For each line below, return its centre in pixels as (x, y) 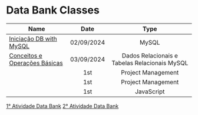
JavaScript (150, 92)
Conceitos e (26, 55)
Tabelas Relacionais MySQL (150, 63)
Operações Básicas (36, 63)
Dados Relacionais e (150, 55)
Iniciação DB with (33, 39)
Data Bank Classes (53, 10)
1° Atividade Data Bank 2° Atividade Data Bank (62, 106)
